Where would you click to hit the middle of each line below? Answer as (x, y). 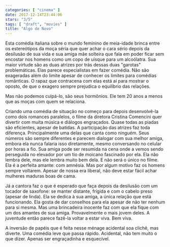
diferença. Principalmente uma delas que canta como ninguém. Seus (77, 133)
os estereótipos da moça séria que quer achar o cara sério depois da (77, 49)
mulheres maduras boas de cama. (41, 176)
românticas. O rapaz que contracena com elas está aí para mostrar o (77, 81)
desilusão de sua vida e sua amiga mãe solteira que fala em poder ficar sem (85, 54)
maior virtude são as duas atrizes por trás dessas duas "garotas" (73, 65)
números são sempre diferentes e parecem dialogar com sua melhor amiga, (84, 138)
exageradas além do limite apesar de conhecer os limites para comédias (81, 76)
